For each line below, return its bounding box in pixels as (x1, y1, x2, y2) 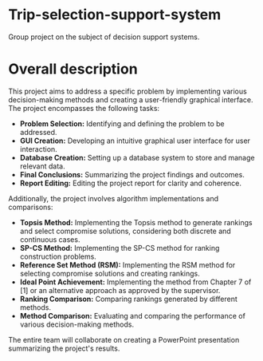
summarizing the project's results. (8, 343, 120, 353)
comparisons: (8, 202, 53, 212)
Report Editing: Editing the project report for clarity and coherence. (19, 178, 241, 188)
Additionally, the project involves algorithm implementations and (8, 193, 219, 203)
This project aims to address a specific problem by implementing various (8, 86, 247, 96)
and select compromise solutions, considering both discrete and (19, 226, 231, 236)
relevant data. (19, 161, 65, 171)
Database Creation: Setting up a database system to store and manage (19, 153, 255, 162)
